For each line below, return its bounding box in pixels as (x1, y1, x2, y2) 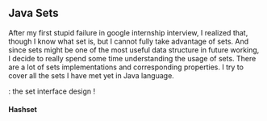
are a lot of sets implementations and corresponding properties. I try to (8, 62, 244, 72)
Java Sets (8, 6, 59, 20)
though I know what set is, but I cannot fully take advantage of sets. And (8, 36, 249, 46)
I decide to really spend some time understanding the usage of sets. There (8, 53, 257, 63)
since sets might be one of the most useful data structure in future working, (8, 44, 260, 55)
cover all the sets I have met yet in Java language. (8, 70, 175, 80)
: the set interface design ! (8, 86, 96, 96)
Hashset (8, 105, 38, 115)
